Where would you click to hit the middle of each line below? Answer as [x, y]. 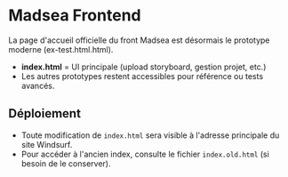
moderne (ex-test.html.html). [61, 49]
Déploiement [45, 113]
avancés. [38, 85]
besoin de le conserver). [66, 163]
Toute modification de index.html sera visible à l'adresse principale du [150, 135]
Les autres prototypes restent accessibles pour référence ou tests [142, 76]
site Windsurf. [47, 144]
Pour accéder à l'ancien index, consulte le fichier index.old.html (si [145, 154]
